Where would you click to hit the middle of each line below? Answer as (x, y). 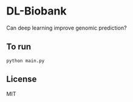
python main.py (26, 61)
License (22, 79)
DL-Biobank (36, 11)
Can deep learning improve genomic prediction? (66, 28)
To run (19, 47)
